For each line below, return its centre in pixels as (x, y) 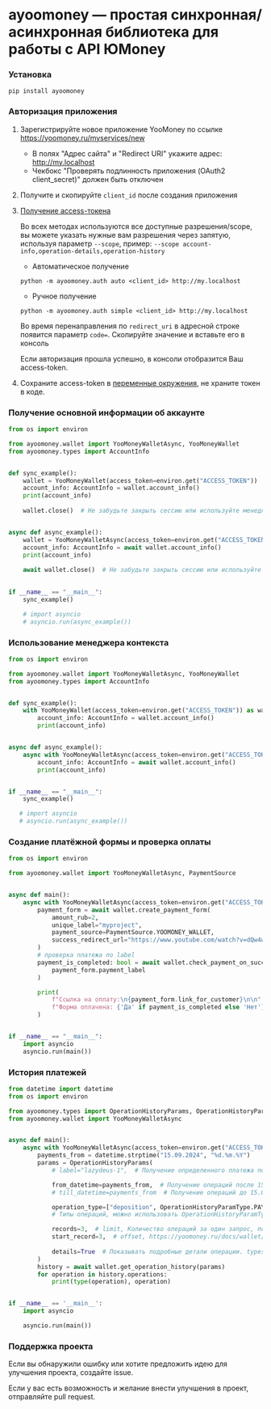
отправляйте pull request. (52, 1397)
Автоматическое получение (80, 266)
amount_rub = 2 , (75, 917)
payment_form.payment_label (99, 970)
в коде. (32, 391)
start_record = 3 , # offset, (99, 1237)
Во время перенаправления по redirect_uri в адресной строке (130, 326)
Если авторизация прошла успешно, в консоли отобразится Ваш (131, 358)
